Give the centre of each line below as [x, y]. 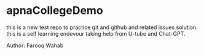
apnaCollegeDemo [55, 11]
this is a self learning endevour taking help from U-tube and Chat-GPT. [96, 33]
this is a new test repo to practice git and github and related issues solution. [102, 27]
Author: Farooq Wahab [35, 45]
